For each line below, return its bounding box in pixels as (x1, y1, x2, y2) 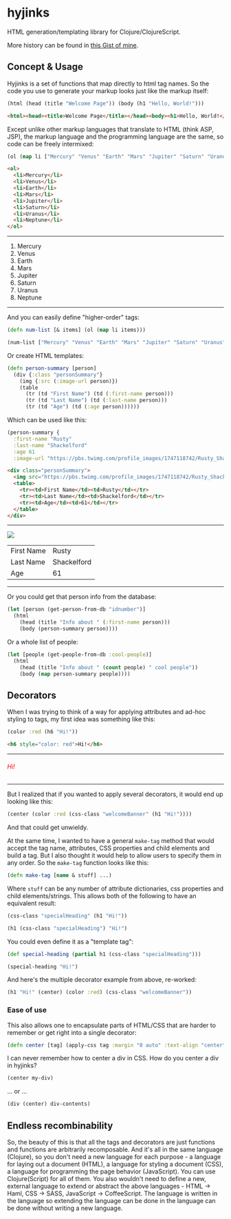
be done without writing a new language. (7, 1204, 123, 1212)
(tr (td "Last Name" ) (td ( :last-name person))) (25, 397, 168, 404)
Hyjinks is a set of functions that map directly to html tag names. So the (7, 79, 210, 88)
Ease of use (7, 1005, 47, 1015)
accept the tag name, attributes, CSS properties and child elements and (7, 844, 210, 853)
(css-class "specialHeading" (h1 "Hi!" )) (7, 912, 128, 919)
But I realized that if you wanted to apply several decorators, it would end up (7, 790, 223, 798)
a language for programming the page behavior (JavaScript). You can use (7, 1167, 216, 1176)
